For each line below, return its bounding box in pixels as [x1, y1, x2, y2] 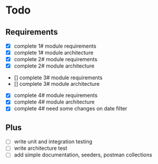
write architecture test [13, 145, 68, 152]
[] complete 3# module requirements [13, 74, 103, 81]
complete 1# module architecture [13, 49, 94, 56]
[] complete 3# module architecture [13, 81, 100, 88]
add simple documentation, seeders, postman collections [13, 151, 153, 159]
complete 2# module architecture [13, 62, 95, 69]
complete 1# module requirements [13, 42, 97, 49]
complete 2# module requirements [13, 56, 98, 63]
